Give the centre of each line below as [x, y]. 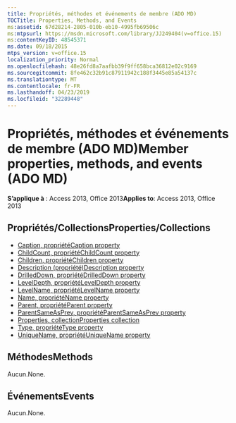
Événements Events [51, 396]
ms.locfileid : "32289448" [45, 99]
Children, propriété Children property [70, 260]
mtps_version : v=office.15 [47, 54]
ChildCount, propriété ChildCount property [79, 252]
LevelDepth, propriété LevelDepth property [79, 282]
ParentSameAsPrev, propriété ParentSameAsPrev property [102, 312]
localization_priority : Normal [53, 60]
